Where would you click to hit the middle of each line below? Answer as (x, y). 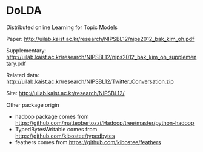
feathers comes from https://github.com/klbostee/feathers (88, 142)
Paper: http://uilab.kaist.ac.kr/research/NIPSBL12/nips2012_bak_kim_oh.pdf (100, 39)
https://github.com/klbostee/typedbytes (65, 136)
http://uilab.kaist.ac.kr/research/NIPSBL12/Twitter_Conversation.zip (90, 81)
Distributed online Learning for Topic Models (62, 27)
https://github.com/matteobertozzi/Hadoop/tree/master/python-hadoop (105, 123)
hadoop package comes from (52, 116)
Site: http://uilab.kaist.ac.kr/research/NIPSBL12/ (66, 93)
